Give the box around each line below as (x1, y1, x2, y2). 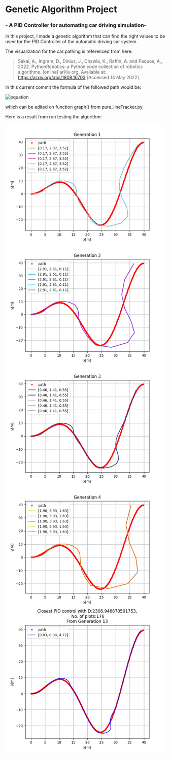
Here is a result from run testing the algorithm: (5, 114, 102, 120)
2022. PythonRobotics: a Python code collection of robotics (17, 63, 143, 70)
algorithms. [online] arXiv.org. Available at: (17, 69, 107, 75)
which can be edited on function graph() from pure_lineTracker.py (5, 104, 143, 110)
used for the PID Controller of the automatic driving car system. (5, 39, 138, 45)
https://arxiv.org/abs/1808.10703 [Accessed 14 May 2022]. (17, 75, 141, 81)
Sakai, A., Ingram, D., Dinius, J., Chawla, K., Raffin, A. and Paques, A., (17, 58, 162, 64)
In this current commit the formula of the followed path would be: (5, 84, 141, 90)
